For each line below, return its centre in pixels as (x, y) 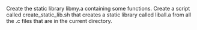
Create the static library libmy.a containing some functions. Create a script (98, 9)
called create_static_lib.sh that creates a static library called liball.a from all (98, 15)
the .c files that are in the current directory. (59, 21)
